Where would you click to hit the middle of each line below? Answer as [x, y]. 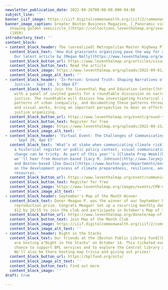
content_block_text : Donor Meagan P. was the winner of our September [85, 201]
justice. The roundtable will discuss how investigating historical [87, 98]
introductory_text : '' [29, 38]
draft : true [17, 275]
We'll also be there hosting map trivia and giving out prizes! [82, 252]
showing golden [25, 29]
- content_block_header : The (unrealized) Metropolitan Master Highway [81, 47]
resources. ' [28, 173]
